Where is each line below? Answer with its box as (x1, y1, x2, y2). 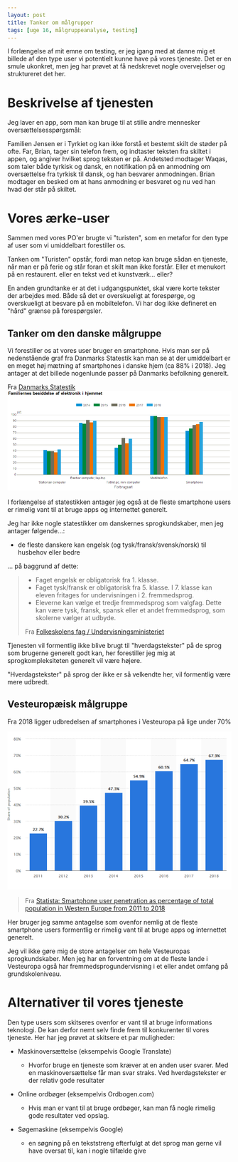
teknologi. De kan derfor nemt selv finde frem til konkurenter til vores (7, 1025, 210, 1034)
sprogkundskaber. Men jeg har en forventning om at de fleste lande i (7, 954, 208, 962)
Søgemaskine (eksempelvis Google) (17, 1125, 124, 1133)
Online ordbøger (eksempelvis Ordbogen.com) (17, 1089, 155, 1098)
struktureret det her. (7, 70, 66, 78)
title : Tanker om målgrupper (7, 19, 94, 26)
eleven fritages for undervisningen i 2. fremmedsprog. (35, 591, 194, 600)
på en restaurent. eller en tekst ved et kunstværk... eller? (7, 270, 173, 279)
